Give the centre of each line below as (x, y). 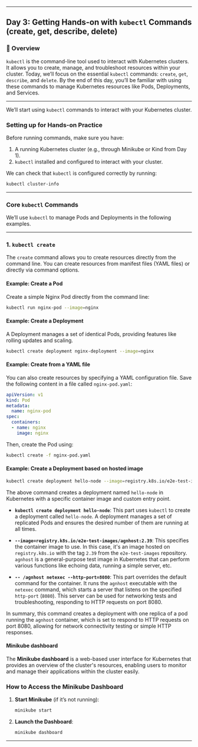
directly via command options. (43, 270)
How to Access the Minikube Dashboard (65, 687)
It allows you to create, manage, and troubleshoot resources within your (93, 67)
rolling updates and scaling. (40, 340)
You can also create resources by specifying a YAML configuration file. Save (99, 377)
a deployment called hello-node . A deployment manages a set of (93, 516)
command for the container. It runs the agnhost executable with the (96, 583)
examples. (19, 224)
